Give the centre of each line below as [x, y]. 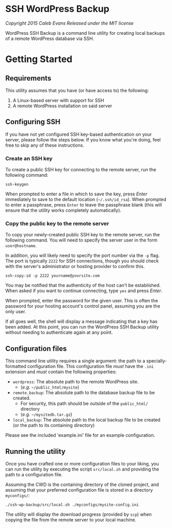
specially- [157, 361]
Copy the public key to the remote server [57, 224]
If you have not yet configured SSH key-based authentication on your [79, 134]
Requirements [28, 78]
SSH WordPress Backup [57, 9]
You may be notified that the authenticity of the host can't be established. [83, 286]
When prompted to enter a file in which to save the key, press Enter [77, 194]
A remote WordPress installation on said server [62, 106]
